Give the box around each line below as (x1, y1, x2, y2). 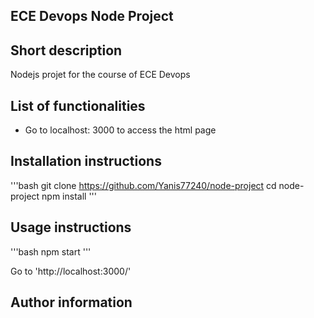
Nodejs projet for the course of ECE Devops (10, 69, 191, 81)
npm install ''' (41, 190, 97, 202)
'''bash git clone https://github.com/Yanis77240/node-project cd (10, 179, 277, 191)
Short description (10, 42, 123, 59)
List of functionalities (10, 97, 146, 114)
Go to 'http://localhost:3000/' (10, 265, 132, 277)
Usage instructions (10, 219, 132, 236)
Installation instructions (10, 153, 162, 170)
